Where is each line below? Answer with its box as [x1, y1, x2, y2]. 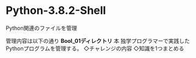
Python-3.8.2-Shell [5, 4, 106, 18]
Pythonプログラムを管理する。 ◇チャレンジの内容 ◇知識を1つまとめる [5, 45, 184, 52]
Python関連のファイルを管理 [5, 24, 78, 31]
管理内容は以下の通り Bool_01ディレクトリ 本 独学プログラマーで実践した [5, 37, 190, 44]
